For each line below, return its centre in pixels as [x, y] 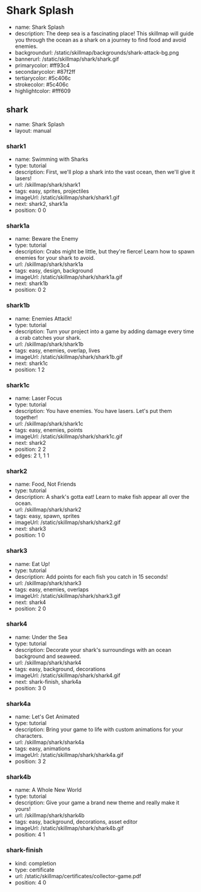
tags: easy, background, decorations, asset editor [76, 822]
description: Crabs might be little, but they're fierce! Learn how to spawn [105, 252]
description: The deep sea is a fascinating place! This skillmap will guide [104, 33]
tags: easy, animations [43, 749]
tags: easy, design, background [54, 271]
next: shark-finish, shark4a [48, 681]
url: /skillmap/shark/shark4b [50, 815]
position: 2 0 [30, 608]
